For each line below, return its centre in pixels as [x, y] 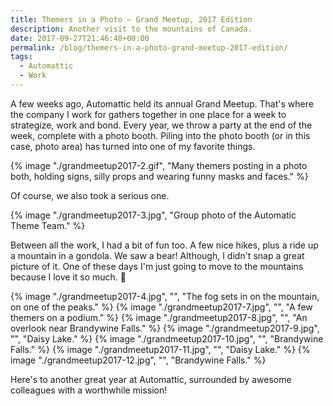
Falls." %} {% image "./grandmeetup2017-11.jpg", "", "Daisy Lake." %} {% [160, 349]
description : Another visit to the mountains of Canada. [131, 29]
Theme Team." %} [48, 225]
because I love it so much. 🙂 [68, 277]
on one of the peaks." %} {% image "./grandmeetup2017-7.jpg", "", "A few [161, 307]
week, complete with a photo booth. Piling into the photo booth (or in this [160, 135]
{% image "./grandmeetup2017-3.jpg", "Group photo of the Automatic [153, 215]
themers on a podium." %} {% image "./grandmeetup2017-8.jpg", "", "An [159, 317]
